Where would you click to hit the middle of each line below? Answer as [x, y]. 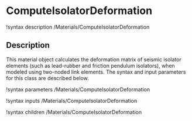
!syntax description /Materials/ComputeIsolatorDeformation [78, 27]
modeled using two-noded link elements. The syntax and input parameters [96, 72]
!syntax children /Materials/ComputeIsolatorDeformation [74, 112]
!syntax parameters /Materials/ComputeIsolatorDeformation [78, 89]
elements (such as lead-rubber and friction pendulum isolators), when [91, 65]
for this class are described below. [47, 78]
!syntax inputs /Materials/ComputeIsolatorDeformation [72, 101]
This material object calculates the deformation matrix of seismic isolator [94, 59]
